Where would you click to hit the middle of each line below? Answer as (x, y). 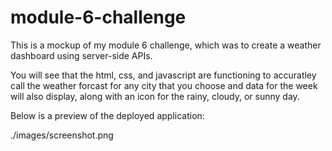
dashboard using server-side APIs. (81, 55)
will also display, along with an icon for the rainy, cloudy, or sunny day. (155, 96)
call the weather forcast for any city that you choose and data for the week (164, 85)
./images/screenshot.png (62, 135)
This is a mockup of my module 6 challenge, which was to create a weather (166, 45)
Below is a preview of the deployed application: (107, 115)
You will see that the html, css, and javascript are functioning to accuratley (163, 75)
